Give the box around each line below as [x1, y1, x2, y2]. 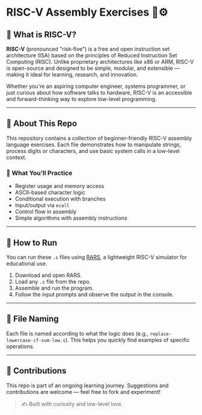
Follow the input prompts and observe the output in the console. [14, 290, 174, 298]
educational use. [6, 260, 47, 267]
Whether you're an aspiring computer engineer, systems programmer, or [6, 83, 186, 90]
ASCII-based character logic [14, 189, 86, 196]
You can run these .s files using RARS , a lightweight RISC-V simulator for [6, 253, 188, 261]
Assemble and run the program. [14, 284, 94, 292]
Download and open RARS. [14, 271, 82, 279]
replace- [150, 331, 172, 337]
